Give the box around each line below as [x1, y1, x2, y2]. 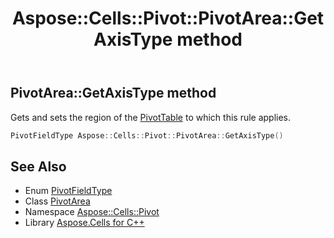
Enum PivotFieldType [24, 185, 113, 197]
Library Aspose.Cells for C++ [24, 217, 145, 229]
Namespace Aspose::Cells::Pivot [24, 206, 160, 218]
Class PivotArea [24, 195, 91, 207]
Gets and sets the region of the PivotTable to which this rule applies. [10, 111, 292, 123]
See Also [10, 158, 67, 175]
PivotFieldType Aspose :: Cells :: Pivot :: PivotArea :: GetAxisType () [10, 130, 284, 141]
